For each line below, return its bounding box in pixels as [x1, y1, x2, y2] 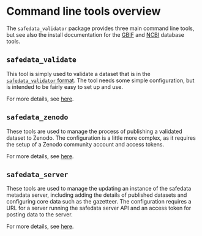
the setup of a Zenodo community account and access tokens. [6, 140, 165, 148]
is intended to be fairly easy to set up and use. [6, 83, 124, 90]
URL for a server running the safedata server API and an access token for [6, 204, 192, 212]
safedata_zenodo [6, 113, 69, 122]
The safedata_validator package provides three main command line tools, [6, 25, 195, 32]
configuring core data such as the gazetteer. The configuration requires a [6, 198, 192, 205]
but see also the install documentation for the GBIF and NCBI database [6, 31, 185, 38]
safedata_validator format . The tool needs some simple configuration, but [6, 77, 195, 84]
